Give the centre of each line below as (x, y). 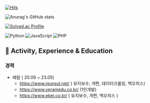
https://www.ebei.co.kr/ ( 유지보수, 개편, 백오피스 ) (69, 95)
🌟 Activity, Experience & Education (59, 51)
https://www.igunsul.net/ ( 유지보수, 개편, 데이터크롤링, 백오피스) (82, 83)
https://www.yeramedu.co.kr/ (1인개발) (58, 89)
